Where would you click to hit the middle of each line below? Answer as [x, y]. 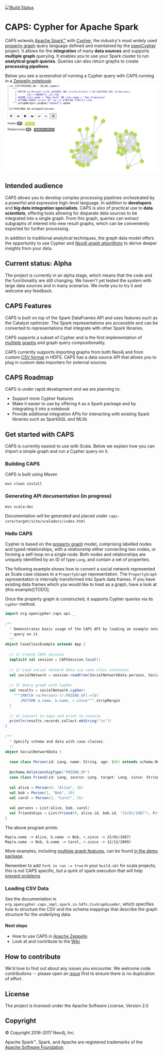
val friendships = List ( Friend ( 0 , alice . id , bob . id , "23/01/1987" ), [80, 813]
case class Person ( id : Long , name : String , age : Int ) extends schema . [82, 762]
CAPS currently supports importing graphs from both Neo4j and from [74, 352]
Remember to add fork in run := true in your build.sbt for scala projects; [81, 865]
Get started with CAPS [40, 434]
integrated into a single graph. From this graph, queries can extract [72, 218]
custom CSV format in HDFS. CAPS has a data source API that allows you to [81, 357]
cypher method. [21, 604]
